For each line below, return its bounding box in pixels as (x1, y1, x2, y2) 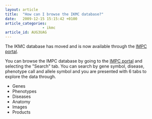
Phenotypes (12, 89, 37, 94)
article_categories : (5, 21, 47, 26)
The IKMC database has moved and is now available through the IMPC (5, 44, 147, 49)
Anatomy (12, 99, 31, 104)
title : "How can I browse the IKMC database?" (5, 12, 104, 17)
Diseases (12, 94, 31, 99)
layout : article (5, 7, 38, 12)
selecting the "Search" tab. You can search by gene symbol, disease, (5, 63, 145, 69)
